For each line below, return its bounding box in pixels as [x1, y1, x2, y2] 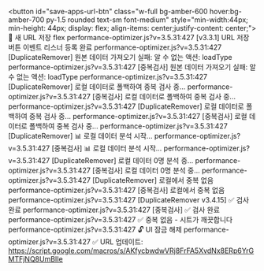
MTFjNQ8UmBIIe [8, 254, 63, 263]
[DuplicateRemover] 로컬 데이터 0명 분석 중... [51, 156, 194, 165]
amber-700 [8, 15, 45, 24]
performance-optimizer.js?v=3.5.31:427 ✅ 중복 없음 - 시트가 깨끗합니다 [8, 215, 233, 224]
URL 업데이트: [99, 237, 143, 247]
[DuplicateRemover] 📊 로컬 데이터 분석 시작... [8, 132, 153, 140]
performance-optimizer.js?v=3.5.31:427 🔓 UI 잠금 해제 [8, 225, 183, 234]
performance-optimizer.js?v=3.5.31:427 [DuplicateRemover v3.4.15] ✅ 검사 [8, 195, 250, 204]
